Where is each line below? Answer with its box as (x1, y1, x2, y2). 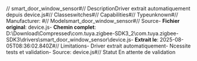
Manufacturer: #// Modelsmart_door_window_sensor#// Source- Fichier (6, 18, 180, 24)
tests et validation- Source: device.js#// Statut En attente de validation (6, 49, 176, 55)
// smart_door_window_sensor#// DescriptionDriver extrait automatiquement (6, 5, 191, 12)
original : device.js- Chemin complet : (6, 23, 96, 30)
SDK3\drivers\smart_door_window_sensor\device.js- (6, 36, 134, 43)
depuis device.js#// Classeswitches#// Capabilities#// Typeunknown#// (6, 11, 178, 18)
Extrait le (135, 36, 158, 43)
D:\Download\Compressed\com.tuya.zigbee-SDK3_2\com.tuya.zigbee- (6, 30, 179, 37)
